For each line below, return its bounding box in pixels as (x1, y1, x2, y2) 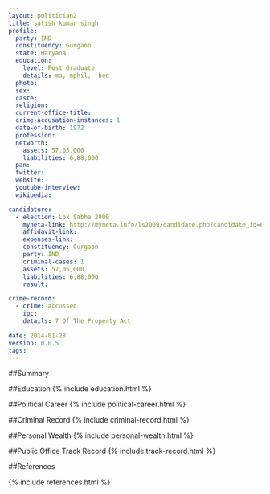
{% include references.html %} (8, 477, 111, 487)
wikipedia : (15, 190, 52, 199)
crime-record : (8, 295, 56, 303)
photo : (15, 79, 38, 87)
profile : (8, 27, 38, 35)
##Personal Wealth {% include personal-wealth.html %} (8, 431, 194, 440)
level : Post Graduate (22, 64, 95, 72)
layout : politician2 (8, 11, 78, 20)
